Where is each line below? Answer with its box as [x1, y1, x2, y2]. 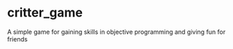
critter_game [7, 5, 83, 21]
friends [7, 35, 28, 43]
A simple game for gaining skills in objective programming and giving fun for [7, 28, 226, 36]
